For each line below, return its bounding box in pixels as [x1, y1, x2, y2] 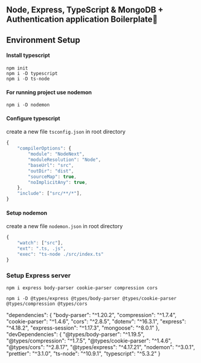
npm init [6, 65, 28, 71]
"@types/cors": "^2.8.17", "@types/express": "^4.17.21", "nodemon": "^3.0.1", [6, 343, 195, 350]
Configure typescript [6, 114, 60, 122]
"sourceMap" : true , [28, 174, 77, 180]
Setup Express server [6, 271, 71, 280]
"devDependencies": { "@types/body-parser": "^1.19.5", [6, 330, 145, 338]
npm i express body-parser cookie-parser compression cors [6, 284, 158, 291]
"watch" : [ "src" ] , [17, 240, 63, 246]
